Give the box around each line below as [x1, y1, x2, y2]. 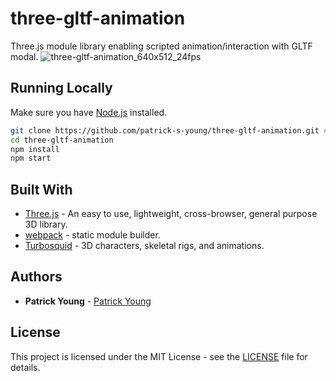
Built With [10, 181, 73, 198]
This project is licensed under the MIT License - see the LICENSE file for [10, 350, 308, 362]
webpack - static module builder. [24, 229, 161, 241]
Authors [10, 268, 63, 286]
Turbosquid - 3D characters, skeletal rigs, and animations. [24, 240, 265, 252]
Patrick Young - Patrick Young [24, 295, 152, 307]
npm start [10, 153, 52, 164]
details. [10, 361, 41, 373]
